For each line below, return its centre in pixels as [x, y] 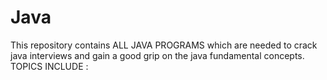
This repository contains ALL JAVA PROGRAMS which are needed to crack [164, 45]
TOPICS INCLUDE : [49, 66]
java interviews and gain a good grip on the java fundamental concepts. [157, 55]
